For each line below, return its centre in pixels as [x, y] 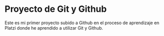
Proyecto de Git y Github [56, 9]
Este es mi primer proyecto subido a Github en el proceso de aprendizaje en [82, 23]
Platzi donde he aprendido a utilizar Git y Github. [54, 28]
